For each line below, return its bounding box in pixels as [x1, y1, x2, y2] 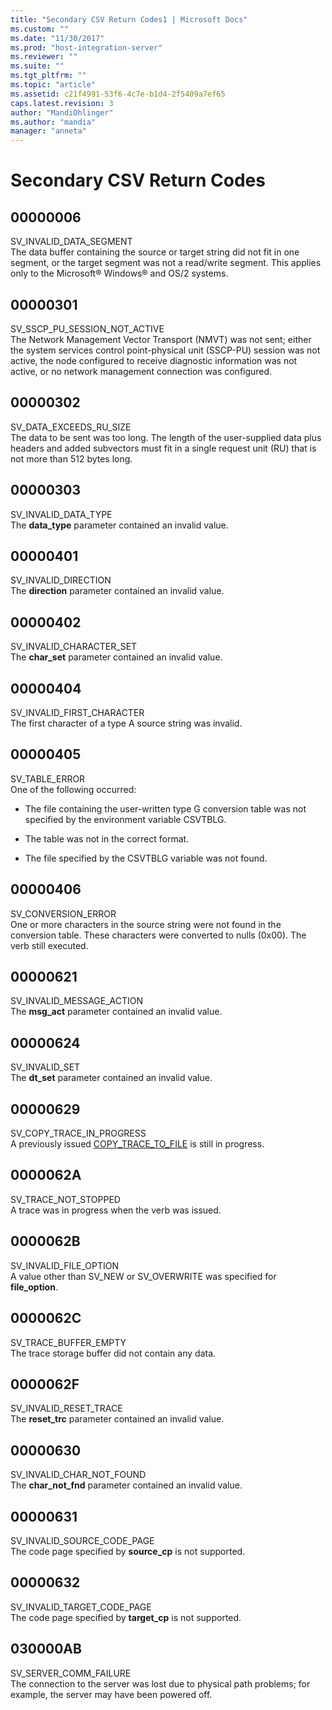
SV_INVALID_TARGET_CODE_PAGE [10, 1601, 152, 1613]
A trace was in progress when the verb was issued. [10, 1204, 222, 1216]
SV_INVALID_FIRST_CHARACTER [10, 707, 145, 718]
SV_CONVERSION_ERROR [10, 907, 117, 920]
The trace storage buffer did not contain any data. [10, 1347, 217, 1359]
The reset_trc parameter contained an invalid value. [10, 1413, 225, 1425]
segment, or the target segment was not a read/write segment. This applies [10, 257, 322, 269]
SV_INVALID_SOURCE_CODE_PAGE [10, 1534, 155, 1546]
